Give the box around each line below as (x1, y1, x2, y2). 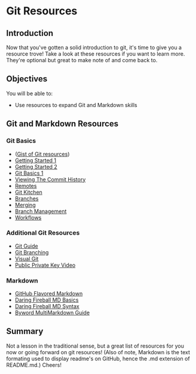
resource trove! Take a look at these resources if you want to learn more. (6, 50, 185, 57)
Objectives (6, 74, 48, 84)
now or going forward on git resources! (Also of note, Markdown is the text (6, 348, 190, 355)
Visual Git (14, 255, 39, 262)
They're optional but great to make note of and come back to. (6, 57, 158, 63)
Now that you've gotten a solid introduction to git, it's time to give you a (6, 44, 182, 51)
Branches (14, 194, 39, 202)
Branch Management (14, 208, 67, 215)
